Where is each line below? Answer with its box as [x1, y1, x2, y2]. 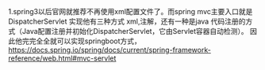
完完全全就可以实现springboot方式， [21, 36, 141, 46]
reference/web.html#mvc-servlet [8, 53, 117, 63]
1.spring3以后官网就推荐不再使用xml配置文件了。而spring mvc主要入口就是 [8, 7, 253, 16]
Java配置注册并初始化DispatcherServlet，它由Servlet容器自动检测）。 [21, 27, 248, 35]
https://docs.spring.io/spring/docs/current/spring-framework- [8, 46, 212, 54]
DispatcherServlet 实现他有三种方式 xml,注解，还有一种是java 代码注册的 [8, 17, 246, 26]
